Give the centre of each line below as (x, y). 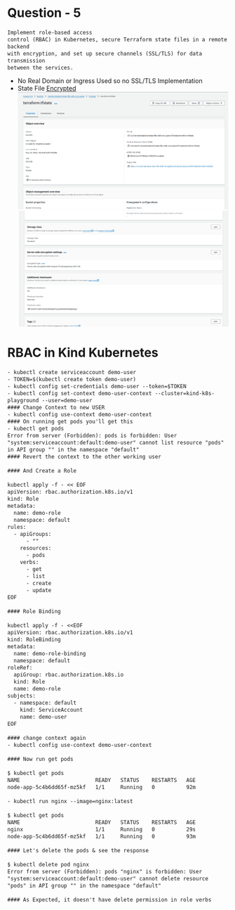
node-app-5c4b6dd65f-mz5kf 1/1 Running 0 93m (102, 836)
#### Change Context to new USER (56, 407)
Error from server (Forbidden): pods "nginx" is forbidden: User (105, 871)
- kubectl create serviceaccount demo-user (72, 372)
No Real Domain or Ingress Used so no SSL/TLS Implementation (110, 81)
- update (39, 590)
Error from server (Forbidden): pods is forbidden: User (92, 435)
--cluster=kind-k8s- (185, 393)
